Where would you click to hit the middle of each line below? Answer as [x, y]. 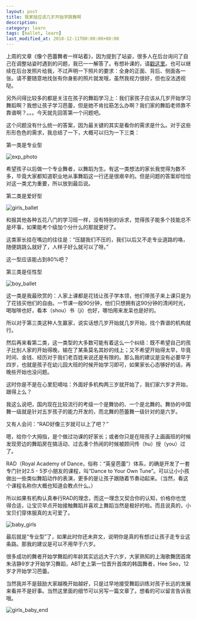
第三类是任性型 [24, 272]
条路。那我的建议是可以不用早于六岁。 [52, 544]
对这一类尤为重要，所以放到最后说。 [50, 183]
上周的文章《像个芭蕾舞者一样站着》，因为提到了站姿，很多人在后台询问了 [95, 56]
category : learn [26, 28]
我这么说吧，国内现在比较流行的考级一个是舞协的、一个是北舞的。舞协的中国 [98, 404]
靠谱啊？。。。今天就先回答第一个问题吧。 [55, 113]
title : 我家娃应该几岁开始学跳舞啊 [44, 17]
